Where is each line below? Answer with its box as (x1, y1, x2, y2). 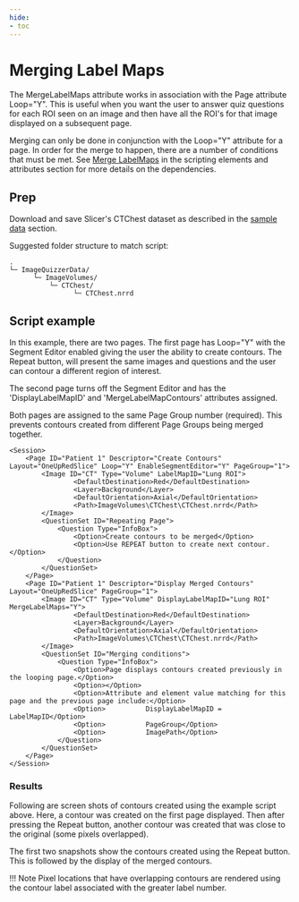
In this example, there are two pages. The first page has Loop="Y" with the (9, 337, 286, 348)
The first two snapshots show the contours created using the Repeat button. (9, 847, 291, 857)
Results (9, 779, 43, 792)
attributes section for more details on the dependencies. (9, 164, 217, 174)
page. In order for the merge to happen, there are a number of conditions (9, 145, 279, 156)
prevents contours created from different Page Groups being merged (9, 420, 264, 430)
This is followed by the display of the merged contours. (9, 855, 213, 866)
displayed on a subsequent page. (9, 118, 132, 129)
